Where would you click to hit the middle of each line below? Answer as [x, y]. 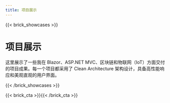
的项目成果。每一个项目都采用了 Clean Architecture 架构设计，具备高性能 [83, 68]
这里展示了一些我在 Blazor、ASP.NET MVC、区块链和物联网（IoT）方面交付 [85, 62]
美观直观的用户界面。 [37, 75]
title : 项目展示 [21, 10]
